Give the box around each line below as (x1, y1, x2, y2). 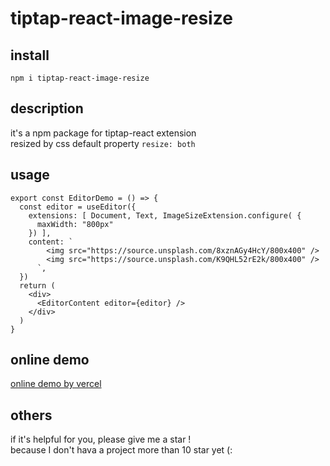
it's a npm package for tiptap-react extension (10, 127, 197, 139)
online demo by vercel (10, 378, 102, 390)
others (10, 407, 53, 424)
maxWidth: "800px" (36, 219, 114, 229)
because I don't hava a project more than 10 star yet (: (10, 444, 233, 456)
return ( (19, 280, 56, 291)
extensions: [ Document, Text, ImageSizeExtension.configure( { (28, 210, 302, 221)
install (10, 47, 50, 64)
